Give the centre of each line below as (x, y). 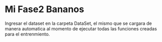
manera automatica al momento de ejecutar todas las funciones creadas (81, 28)
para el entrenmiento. (27, 34)
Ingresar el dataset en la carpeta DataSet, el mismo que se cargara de (78, 23)
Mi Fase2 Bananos (44, 9)
